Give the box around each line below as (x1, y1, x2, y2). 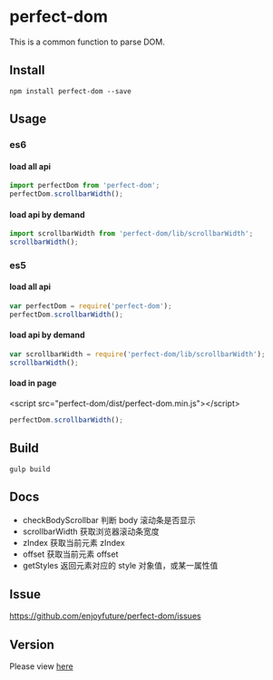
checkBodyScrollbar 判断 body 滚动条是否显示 (22, 514, 197, 525)
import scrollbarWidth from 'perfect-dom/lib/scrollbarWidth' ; (9, 229, 254, 238)
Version (9, 636, 54, 652)
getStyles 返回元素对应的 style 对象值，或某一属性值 (22, 559, 219, 570)
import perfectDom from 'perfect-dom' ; (9, 181, 161, 190)
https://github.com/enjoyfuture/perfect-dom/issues (9, 610, 201, 622)
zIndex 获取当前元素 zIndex (22, 537, 125, 548)
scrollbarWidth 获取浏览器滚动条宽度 (22, 526, 160, 537)
